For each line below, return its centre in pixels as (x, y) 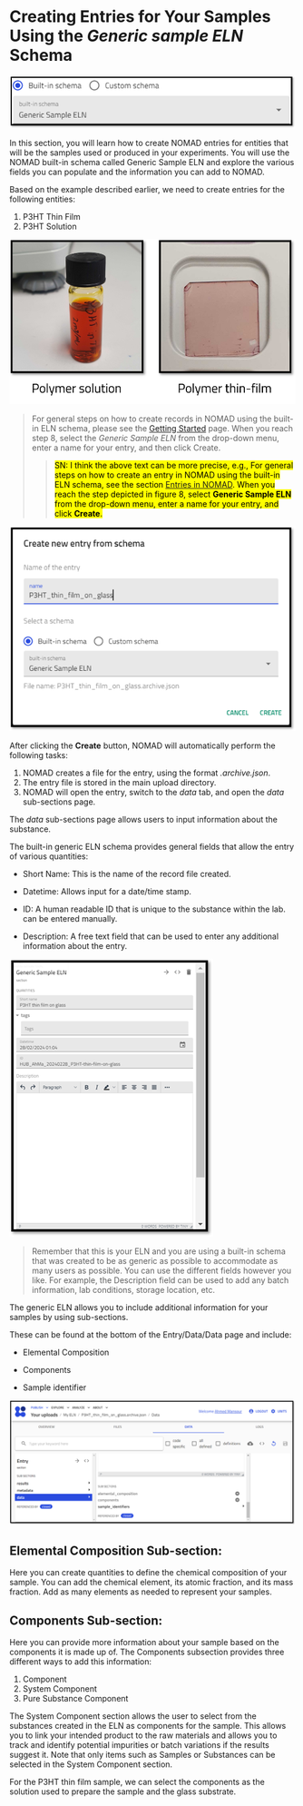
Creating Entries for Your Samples (140, 17)
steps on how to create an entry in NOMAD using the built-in (167, 475)
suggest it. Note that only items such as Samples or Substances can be (142, 1755)
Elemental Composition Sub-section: (116, 1550)
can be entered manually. (70, 919)
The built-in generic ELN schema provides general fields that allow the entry (152, 847)
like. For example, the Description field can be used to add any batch (160, 1280)
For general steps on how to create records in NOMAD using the (151, 419)
